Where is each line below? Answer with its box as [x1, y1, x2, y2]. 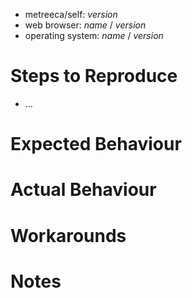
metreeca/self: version [24, 9, 118, 20]
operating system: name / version [24, 30, 164, 41]
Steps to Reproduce [10, 65, 178, 88]
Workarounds [10, 224, 127, 247]
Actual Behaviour [10, 179, 157, 201]
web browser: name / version [24, 19, 147, 31]
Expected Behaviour [10, 133, 182, 156]
